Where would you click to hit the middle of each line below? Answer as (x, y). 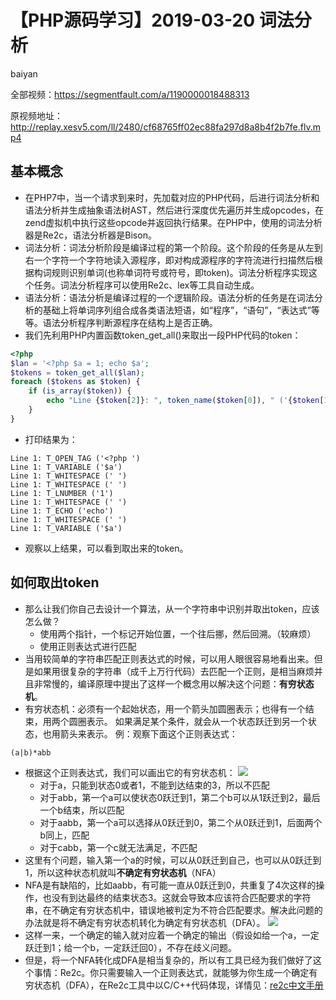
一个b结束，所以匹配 (82, 810)
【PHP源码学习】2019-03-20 (133, 20)
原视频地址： (36, 115)
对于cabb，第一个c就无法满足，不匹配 (118, 847)
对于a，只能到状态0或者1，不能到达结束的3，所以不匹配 (154, 785)
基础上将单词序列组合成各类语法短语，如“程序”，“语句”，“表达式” (177, 310)
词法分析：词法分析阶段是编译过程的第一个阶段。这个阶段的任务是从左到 (173, 247)
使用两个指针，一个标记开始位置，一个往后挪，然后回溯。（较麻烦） (178, 633)
